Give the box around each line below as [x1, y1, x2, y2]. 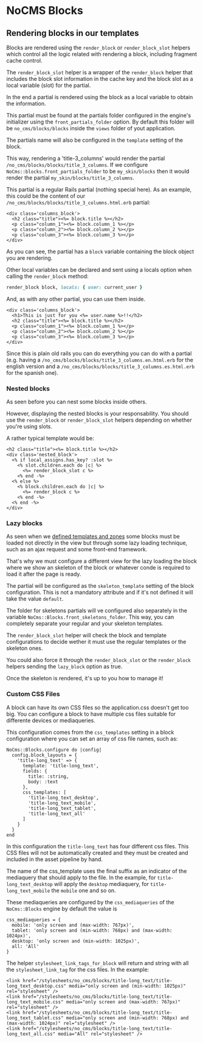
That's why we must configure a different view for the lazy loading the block [6, 557, 198, 565]
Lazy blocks [6, 519, 43, 528]
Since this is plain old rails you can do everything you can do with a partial [6, 349, 192, 357]
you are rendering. [6, 254, 53, 262]
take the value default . [6, 595, 64, 602]
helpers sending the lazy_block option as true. [6, 663, 123, 670]
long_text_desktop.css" [6, 983, 67, 989]
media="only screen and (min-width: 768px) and [66, 1014, 189, 1021]
